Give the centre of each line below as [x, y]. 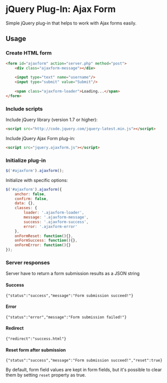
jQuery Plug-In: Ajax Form [61, 9]
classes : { [26, 208]
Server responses [28, 262]
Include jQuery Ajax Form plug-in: [40, 138]
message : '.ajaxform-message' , [56, 217]
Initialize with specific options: [37, 180]
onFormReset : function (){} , [44, 236]
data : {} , [25, 203]
